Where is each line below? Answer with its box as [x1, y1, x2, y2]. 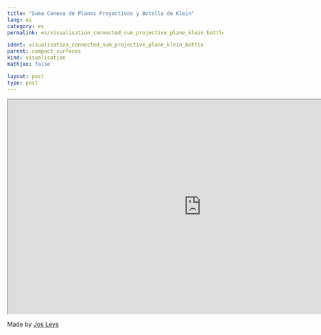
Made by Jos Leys [7, 320, 60, 328]
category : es [7, 23, 45, 29]
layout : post [7, 73, 45, 79]
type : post [7, 79, 38, 86]
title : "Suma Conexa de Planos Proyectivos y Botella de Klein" [7, 10, 195, 17]
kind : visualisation [7, 54, 67, 62]
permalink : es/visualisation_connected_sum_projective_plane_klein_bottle [7, 29, 226, 36]
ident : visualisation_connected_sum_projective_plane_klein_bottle [7, 42, 204, 49]
